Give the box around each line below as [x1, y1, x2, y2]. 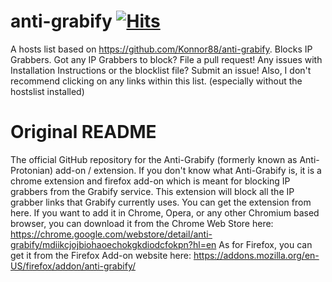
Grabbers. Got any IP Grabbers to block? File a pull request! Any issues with [10, 53, 323, 65]
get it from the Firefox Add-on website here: [10, 249, 192, 261]
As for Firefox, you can [218, 238, 313, 250]
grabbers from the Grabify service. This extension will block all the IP [10, 185, 295, 197]
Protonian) [10, 164, 54, 176]
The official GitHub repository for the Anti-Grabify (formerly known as [10, 153, 298, 165]
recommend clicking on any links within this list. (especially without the [10, 75, 303, 87]
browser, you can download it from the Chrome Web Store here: [10, 217, 274, 229]
